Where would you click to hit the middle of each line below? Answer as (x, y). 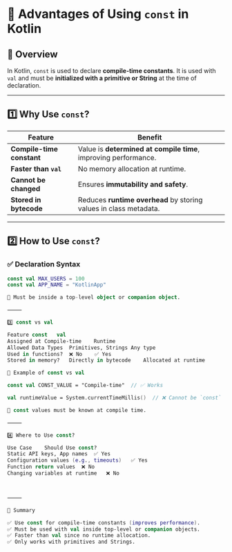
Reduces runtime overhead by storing (141, 199)
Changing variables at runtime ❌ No (63, 473)
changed (26, 188)
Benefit (149, 137)
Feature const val (37, 335)
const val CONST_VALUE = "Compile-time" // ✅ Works (85, 386)
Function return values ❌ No (51, 467)
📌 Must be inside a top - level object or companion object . (94, 297)
